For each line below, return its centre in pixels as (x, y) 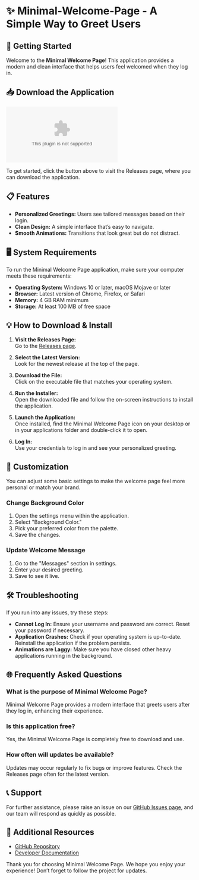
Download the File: (38, 375)
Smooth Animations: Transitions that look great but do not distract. (97, 233)
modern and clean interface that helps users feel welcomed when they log (97, 66)
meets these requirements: (39, 276)
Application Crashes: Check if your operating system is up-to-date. (98, 637)
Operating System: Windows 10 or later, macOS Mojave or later (93, 288)
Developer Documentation (47, 853)
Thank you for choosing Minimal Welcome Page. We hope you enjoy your (96, 865)
